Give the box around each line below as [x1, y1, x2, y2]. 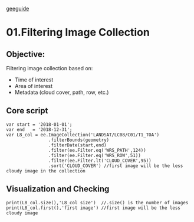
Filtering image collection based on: [6, 65, 93, 71]
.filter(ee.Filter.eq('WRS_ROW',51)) [48, 152, 142, 158]
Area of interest [14, 83, 53, 89]
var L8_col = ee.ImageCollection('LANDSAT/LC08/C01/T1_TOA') [6, 132, 160, 138]
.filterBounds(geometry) [48, 137, 110, 143]
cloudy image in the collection [6, 168, 86, 174]
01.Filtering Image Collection [6, 26, 150, 39]
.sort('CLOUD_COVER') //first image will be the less [48, 162, 183, 169]
